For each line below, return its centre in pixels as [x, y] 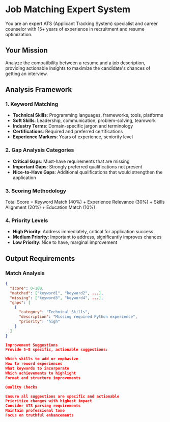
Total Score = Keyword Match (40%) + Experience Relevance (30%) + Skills [85, 202]
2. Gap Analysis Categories [40, 150]
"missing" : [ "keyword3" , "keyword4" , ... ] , [56, 298]
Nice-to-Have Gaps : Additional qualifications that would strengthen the [88, 172]
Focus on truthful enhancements [39, 415]
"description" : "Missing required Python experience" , [78, 317]
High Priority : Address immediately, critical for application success [83, 232]
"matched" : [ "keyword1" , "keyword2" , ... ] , [56, 293]
